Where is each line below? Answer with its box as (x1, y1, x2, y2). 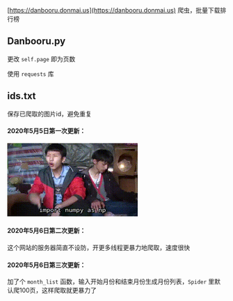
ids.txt (7, 90, 36, 102)
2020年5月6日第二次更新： (7, 226, 86, 235)
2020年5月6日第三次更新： (7, 261, 86, 269)
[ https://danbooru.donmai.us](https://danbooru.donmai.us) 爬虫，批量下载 (7, 6, 220, 14)
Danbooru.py (7, 36, 66, 47)
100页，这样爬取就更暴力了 (19, 286, 97, 295)
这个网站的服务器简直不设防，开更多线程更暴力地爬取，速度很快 (7, 243, 190, 252)
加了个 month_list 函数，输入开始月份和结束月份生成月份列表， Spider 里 (7, 277, 215, 286)
